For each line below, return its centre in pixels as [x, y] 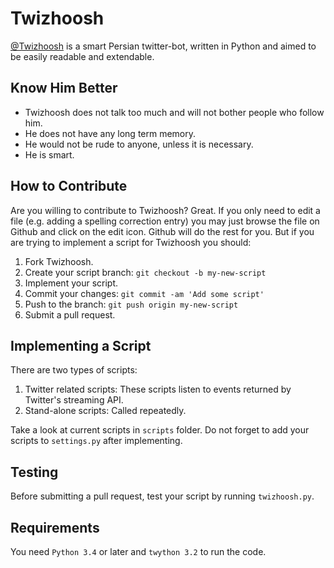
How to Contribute [69, 186]
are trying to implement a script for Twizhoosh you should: [131, 242]
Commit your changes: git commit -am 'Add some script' [144, 293]
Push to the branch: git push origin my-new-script [131, 304]
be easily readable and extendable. [82, 56]
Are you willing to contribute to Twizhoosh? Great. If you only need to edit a [165, 210]
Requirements [55, 527]
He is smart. [49, 154]
